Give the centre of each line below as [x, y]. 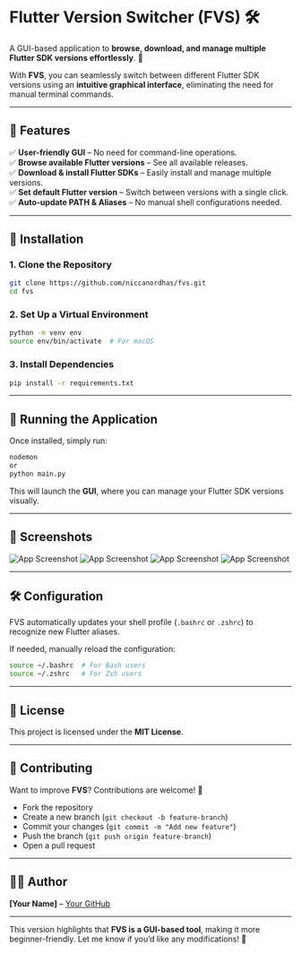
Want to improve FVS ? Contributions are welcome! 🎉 [106, 790]
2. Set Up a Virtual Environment [79, 314]
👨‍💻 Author [39, 882]
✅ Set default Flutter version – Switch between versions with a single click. [149, 192]
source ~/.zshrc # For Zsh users [76, 674]
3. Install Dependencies [62, 365]
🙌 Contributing [51, 768]
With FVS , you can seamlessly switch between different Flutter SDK [134, 75]
